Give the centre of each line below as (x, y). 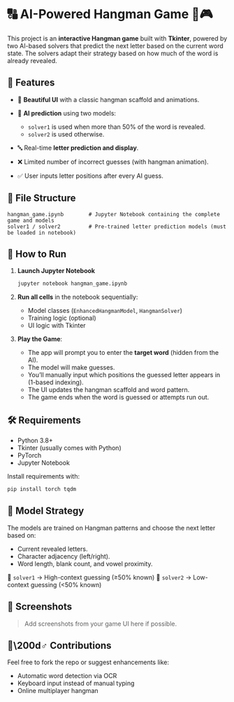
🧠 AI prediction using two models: (67, 113)
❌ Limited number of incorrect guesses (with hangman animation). (113, 162)
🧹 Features (31, 83)
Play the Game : (40, 339)
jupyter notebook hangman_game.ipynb (72, 284)
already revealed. (32, 60)
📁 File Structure (42, 198)
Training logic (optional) (62, 318)
